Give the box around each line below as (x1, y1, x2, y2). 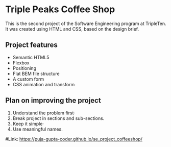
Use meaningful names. (12, 126, 63, 132)
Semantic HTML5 (12, 54, 50, 60)
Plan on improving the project (5, 96, 101, 105)
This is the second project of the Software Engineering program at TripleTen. (5, 20, 166, 27)
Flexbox (12, 60, 30, 66)
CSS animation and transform (12, 81, 75, 87)
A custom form (12, 76, 44, 82)
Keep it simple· (12, 120, 44, 127)
